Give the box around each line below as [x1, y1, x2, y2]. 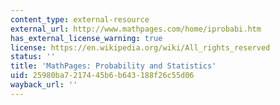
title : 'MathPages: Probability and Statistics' [10, 61, 217, 71]
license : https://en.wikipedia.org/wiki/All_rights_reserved [10, 42, 271, 53]
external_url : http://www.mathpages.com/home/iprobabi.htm [10, 24, 262, 34]
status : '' [10, 52, 56, 62]
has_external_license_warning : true [10, 33, 163, 43]
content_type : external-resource [10, 14, 150, 25]
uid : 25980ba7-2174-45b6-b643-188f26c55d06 [10, 71, 195, 81]
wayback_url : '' [10, 80, 78, 90]
